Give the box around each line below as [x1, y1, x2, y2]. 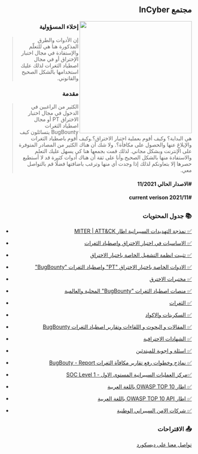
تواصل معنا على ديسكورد [136, 441, 192, 448]
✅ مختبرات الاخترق [149, 275, 192, 282]
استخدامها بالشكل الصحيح [21, 68, 79, 75]
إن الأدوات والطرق [38, 36, 79, 44]
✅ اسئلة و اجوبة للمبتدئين [135, 347, 192, 354]
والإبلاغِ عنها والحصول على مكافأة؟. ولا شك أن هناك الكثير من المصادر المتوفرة [19, 141, 192, 148]
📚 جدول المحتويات [142, 212, 192, 220]
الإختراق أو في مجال [33, 55, 79, 62]
